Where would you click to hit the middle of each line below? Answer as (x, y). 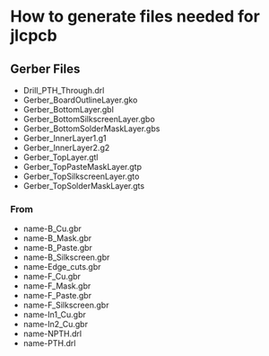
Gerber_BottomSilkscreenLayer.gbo (89, 119)
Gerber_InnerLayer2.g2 (66, 147)
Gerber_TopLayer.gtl (61, 157)
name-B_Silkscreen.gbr (66, 257)
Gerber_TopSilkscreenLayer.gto (81, 176)
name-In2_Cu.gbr (56, 325)
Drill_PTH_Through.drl (64, 90)
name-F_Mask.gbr (57, 286)
